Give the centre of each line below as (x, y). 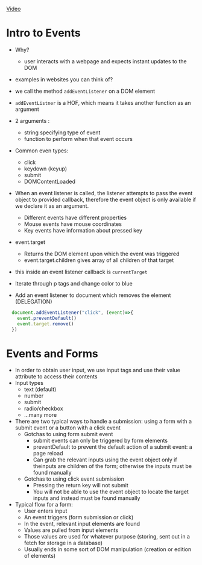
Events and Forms (52, 353)
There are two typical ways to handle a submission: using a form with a (103, 422)
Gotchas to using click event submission (74, 479)
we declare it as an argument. (52, 206)
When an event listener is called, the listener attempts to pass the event (104, 193)
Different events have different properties (75, 217)
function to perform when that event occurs (78, 139)
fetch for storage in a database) (63, 543)
